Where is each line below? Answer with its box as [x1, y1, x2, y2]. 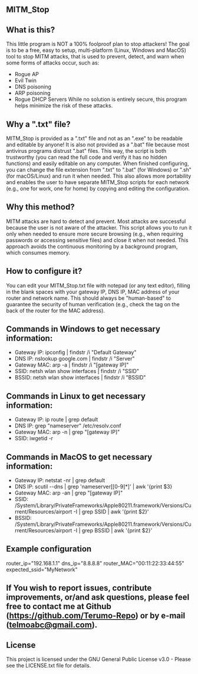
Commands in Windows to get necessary [6, 324, 161, 334]
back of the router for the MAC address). [6, 307, 105, 314]
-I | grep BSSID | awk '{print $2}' [73, 527, 153, 534]
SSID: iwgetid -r [14, 435, 54, 442]
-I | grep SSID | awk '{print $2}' [73, 508, 149, 515]
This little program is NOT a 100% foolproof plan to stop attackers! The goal [6, 41, 190, 48]
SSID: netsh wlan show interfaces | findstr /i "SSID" [14, 368, 140, 375]
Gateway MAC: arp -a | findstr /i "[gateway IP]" [14, 361, 129, 368]
